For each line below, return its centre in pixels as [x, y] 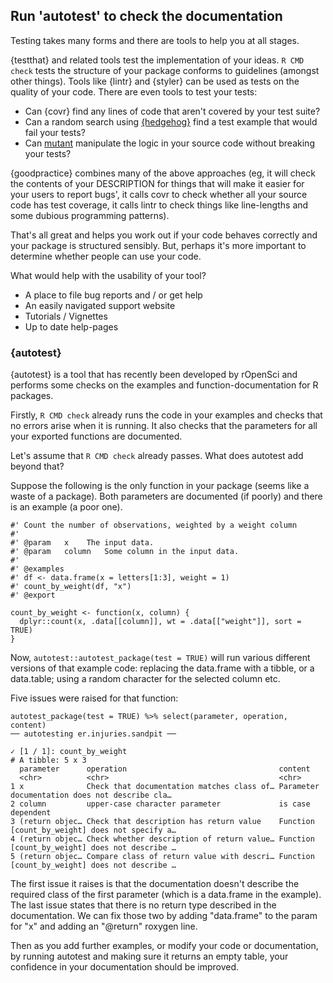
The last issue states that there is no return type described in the [143, 905]
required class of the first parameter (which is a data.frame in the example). [166, 895]
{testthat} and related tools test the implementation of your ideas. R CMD [157, 60]
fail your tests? [55, 132]
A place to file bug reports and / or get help [113, 295]
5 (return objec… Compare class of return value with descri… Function [162, 857]
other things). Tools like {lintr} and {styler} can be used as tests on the [155, 81]
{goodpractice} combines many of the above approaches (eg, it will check [163, 173]
